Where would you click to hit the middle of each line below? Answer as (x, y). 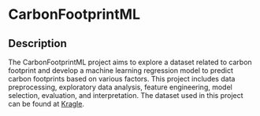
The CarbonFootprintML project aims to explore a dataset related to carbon (130, 62)
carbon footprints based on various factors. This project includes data (122, 79)
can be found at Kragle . (46, 104)
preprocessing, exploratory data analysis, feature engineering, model (120, 87)
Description (37, 43)
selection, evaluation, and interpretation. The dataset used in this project (126, 95)
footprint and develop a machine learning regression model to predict (121, 71)
